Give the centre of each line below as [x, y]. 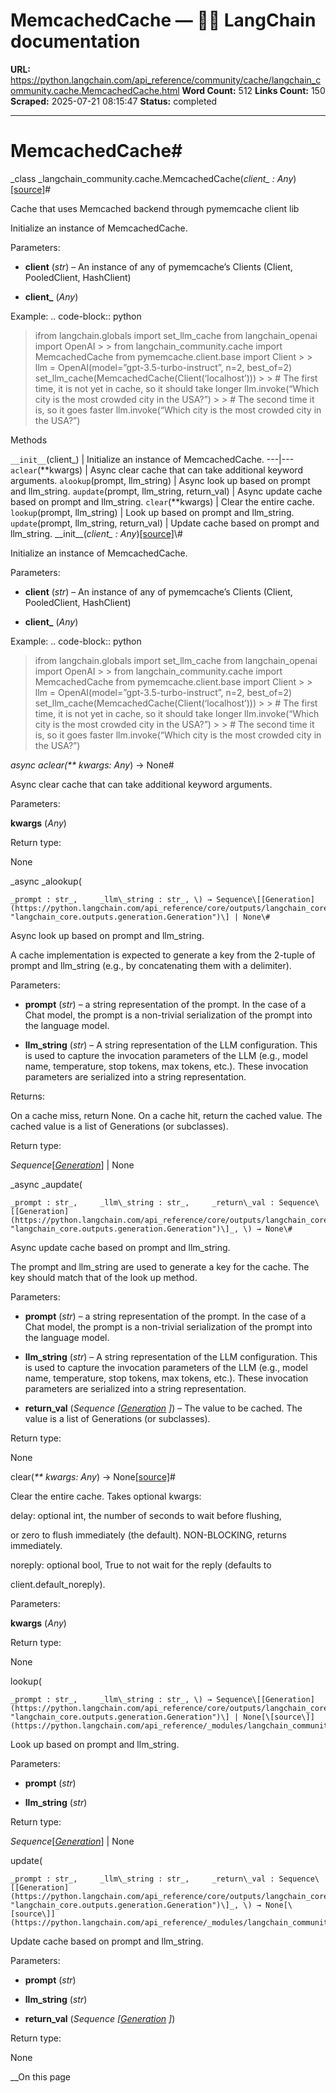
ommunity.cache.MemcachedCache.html [95, 90]
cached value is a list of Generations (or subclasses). [119, 1126]
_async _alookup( [46, 881]
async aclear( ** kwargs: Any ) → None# [92, 765]
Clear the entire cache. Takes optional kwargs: [106, 1496]
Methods [29, 440]
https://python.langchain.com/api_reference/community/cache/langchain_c [166, 80]
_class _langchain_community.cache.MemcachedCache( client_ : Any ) [153, 178]
